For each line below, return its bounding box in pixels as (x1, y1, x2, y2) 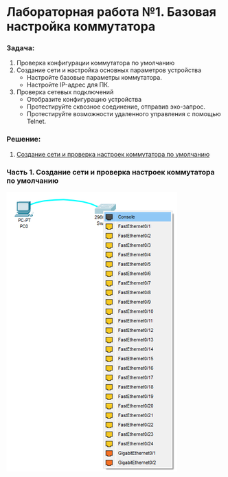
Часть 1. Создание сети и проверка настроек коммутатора (6, 167, 215, 177)
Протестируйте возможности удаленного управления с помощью (26, 110, 221, 118)
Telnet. (26, 118, 47, 126)
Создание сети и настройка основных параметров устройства (16, 66, 202, 74)
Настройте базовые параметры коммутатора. (26, 74, 162, 82)
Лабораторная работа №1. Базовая (6, 4, 217, 20)
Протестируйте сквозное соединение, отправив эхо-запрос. (26, 102, 206, 111)
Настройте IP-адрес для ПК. (26, 80, 111, 89)
